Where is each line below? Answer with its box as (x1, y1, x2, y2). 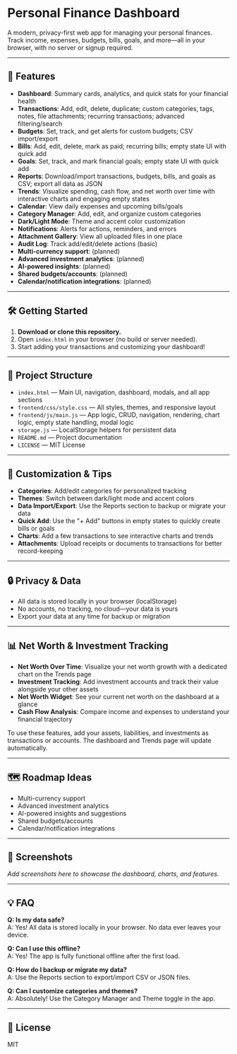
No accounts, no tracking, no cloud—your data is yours (17, 604, 178, 613)
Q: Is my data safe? (7, 915, 65, 924)
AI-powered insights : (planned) (17, 262, 111, 270)
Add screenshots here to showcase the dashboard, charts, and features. (7, 869, 219, 878)
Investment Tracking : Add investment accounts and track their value (17, 677, 219, 686)
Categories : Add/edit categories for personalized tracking (17, 486, 187, 496)
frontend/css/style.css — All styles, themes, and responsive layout (17, 403, 217, 411)
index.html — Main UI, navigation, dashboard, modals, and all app (17, 388, 210, 397)
